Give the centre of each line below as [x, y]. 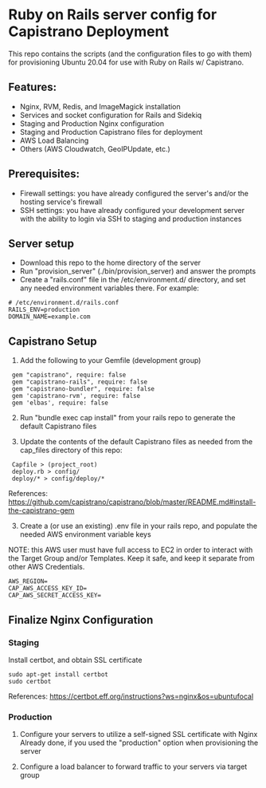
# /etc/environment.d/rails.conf [64, 303]
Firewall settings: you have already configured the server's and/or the [134, 193]
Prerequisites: [44, 174]
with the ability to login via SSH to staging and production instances [131, 219]
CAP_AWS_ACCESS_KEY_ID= [48, 589]
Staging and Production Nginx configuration [92, 123]
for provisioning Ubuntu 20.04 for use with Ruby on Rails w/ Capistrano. [126, 62]
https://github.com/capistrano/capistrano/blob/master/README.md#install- [132, 502]
